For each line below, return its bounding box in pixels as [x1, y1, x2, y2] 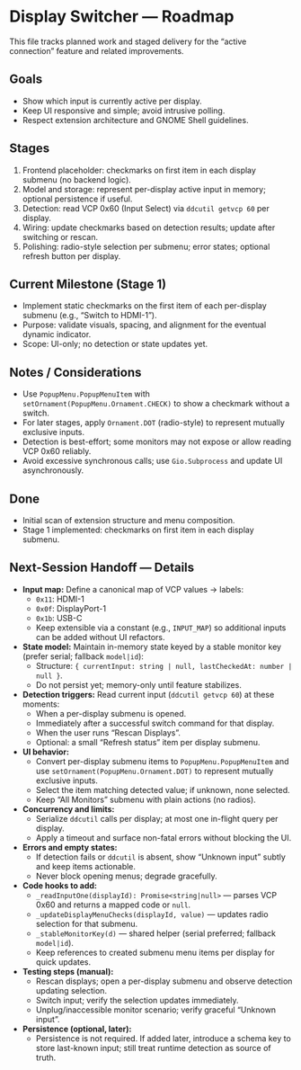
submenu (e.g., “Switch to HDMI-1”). [22, 310, 157, 321]
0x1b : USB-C [35, 612, 83, 623]
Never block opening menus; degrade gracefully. [35, 870, 217, 881]
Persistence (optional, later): [22, 1023, 132, 1034]
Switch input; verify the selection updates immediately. [35, 994, 239, 1005]
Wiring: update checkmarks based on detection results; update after [22, 222, 276, 233]
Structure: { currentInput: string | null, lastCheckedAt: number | [35, 660, 293, 671]
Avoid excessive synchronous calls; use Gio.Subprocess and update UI [22, 456, 283, 467]
